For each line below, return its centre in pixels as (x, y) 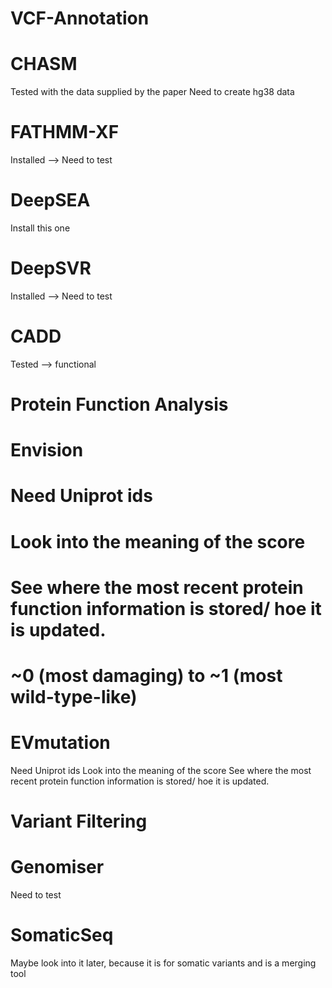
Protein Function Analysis (119, 404)
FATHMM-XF (65, 132)
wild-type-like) (74, 697)
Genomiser (57, 867)
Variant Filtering (79, 821)
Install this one (40, 228)
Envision (47, 450)
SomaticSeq (62, 935)
